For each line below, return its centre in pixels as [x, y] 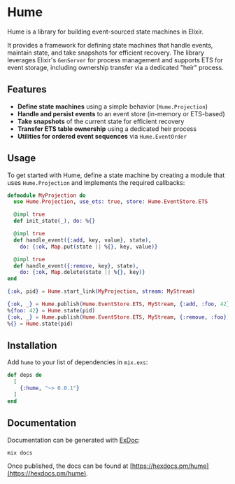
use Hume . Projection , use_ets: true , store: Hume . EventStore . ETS [111, 202]
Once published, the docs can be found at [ [70, 466]
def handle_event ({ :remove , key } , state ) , [76, 266]
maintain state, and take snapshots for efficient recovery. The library [106, 53]
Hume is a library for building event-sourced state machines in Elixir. [106, 32]
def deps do [24, 375]
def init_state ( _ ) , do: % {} [55, 221]
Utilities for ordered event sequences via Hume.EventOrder [102, 136]
